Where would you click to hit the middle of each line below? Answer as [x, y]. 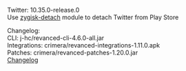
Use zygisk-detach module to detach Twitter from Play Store [93, 17]
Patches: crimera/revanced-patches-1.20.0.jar [73, 52]
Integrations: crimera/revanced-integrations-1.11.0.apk [84, 45]
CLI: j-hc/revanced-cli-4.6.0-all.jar [56, 38]
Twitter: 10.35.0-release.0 [43, 10]
